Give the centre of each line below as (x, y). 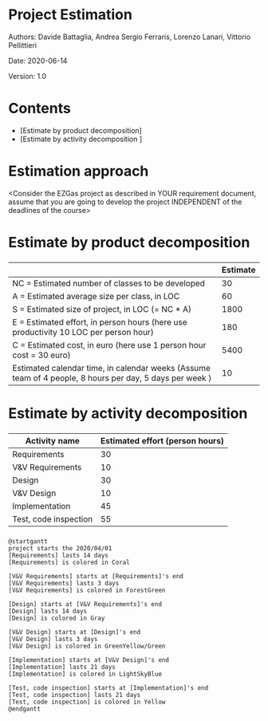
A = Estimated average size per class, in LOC (96, 296)
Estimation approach (79, 171)
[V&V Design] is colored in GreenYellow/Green (87, 646)
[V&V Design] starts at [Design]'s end (75, 632)
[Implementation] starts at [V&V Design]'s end (89, 660)
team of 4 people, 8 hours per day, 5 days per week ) (112, 378)
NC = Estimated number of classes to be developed (109, 283)
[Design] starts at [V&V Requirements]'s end (85, 604)
